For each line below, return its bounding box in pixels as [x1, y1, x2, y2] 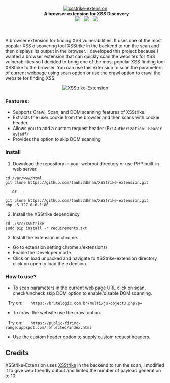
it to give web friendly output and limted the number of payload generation [5, 367, 161, 373]
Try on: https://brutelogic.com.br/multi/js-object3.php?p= [7, 300, 143, 306]
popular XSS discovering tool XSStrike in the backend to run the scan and [5, 43, 159, 49]
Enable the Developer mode [12, 249, 71, 256]
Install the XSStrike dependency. [12, 211, 81, 217]
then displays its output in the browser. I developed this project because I [5, 48, 158, 54]
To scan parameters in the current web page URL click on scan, [12, 284, 146, 291]
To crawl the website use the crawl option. [12, 309, 101, 315]
